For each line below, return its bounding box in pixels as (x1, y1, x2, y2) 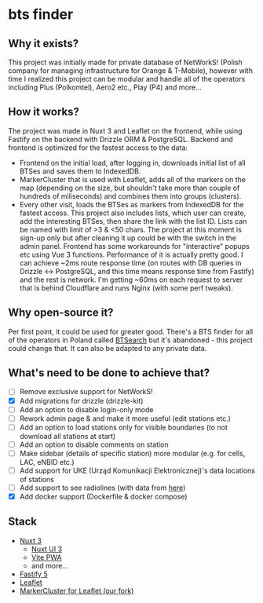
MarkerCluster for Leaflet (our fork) (19, 586, 134, 595)
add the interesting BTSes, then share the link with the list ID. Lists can (19, 216, 247, 225)
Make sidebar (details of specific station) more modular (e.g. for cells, (19, 448, 246, 458)
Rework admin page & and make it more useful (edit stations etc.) (19, 414, 232, 423)
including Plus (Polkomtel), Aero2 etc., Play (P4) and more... (8, 82, 202, 92)
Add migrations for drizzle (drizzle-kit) (19, 396, 144, 405)
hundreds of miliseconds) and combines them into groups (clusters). (19, 191, 242, 201)
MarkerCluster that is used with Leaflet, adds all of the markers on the (19, 174, 246, 184)
